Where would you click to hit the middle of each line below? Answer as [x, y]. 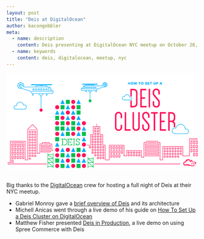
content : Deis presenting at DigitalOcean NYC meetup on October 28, [108, 45]
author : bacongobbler [34, 26]
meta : [13, 32]
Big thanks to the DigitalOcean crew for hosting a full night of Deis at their [99, 185]
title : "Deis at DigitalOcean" [46, 19]
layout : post [23, 13]
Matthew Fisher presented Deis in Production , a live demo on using [100, 223]
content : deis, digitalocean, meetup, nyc [72, 58]
